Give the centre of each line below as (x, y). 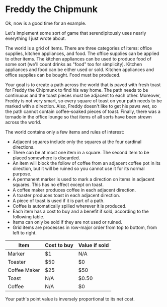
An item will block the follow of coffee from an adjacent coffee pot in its (87, 163)
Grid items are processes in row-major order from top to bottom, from (85, 227)
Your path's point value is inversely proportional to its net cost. (70, 299)
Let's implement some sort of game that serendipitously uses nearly (76, 33)
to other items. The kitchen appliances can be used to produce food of (78, 58)
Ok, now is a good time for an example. (46, 23)
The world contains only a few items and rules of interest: (65, 132)
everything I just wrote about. (36, 38)
